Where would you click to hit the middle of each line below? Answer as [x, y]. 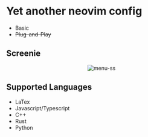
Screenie [24, 54]
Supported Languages [49, 87]
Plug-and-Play [33, 34]
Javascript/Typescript [42, 108]
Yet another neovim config [74, 11]
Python [24, 127]
